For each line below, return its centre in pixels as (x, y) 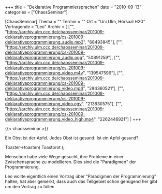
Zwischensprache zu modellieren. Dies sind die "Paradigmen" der (71, 162)
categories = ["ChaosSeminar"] (36, 12)
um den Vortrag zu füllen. (30, 187)
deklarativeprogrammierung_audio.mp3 (44, 42)
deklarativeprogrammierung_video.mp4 (44, 88)
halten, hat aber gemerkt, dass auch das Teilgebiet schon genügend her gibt (81, 181)
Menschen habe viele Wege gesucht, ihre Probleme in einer (65, 157)
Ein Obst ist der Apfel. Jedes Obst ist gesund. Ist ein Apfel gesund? (72, 138)
